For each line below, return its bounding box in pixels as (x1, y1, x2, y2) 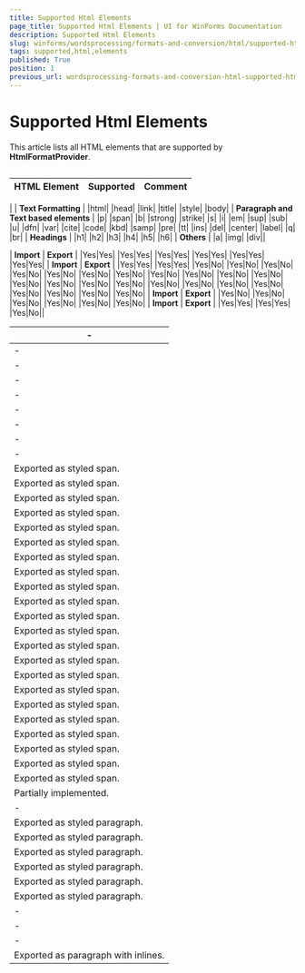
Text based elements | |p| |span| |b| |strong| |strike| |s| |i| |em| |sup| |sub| (9, 212, 289, 223)
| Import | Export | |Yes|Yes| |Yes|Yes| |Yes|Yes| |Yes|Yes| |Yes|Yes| (9, 250, 265, 260)
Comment (143, 181, 188, 193)
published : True (9, 55, 71, 64)
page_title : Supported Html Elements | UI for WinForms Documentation (9, 22, 282, 31)
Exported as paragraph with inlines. (14, 949, 165, 962)
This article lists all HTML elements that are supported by (9, 142, 223, 152)
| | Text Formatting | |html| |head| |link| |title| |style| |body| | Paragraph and (9, 203, 293, 214)
